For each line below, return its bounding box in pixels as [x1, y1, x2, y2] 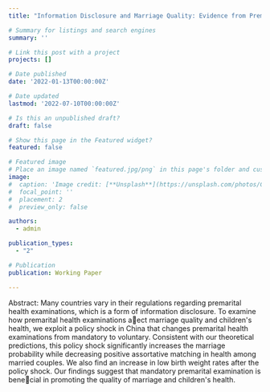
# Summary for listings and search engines [8, 26, 157, 35]
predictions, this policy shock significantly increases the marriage [8, 341, 226, 350]
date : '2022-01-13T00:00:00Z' [8, 78, 110, 86]
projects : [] [8, 55, 52, 64]
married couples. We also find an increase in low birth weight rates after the [8, 357, 260, 367]
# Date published [8, 70, 67, 79]
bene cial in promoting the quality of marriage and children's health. [8, 374, 235, 384]
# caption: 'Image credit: [8, 180, 103, 189]
